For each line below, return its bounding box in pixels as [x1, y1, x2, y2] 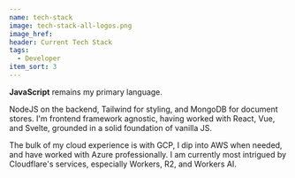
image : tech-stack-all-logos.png [9, 21, 132, 30]
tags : [9, 46, 29, 55]
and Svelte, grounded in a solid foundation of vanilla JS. [9, 122, 212, 133]
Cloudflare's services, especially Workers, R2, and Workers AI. [9, 159, 237, 169]
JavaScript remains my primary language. [9, 86, 163, 97]
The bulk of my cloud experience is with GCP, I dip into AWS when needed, [9, 139, 283, 151]
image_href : [9, 29, 53, 38]
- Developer [17, 54, 62, 63]
